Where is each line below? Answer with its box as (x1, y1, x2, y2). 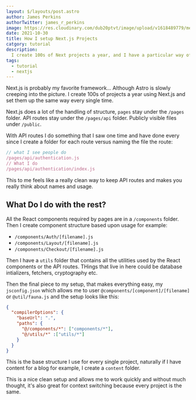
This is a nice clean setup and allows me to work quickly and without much (6, 376, 186, 383)
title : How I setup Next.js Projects (6, 36, 98, 42)
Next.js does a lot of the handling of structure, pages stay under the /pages (6, 108, 184, 115)
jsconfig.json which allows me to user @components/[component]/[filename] (6, 286, 190, 293)
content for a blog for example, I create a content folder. (6, 364, 141, 372)
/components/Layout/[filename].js (14, 240, 99, 246)
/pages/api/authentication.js (6, 155, 80, 161)
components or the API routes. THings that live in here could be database (6, 263, 183, 270)
